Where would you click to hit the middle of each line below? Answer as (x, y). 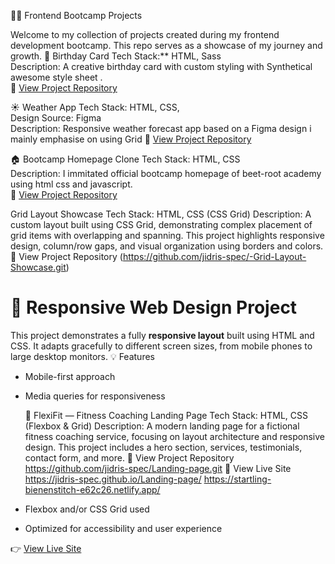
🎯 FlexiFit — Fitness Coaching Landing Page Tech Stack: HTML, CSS (166, 415)
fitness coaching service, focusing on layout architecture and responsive (175, 436)
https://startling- (237, 479)
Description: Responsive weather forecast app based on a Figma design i (161, 128)
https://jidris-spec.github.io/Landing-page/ (113, 479)
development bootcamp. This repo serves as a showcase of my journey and (166, 45)
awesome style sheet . (56, 77)
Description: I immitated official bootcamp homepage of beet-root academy (166, 173)
